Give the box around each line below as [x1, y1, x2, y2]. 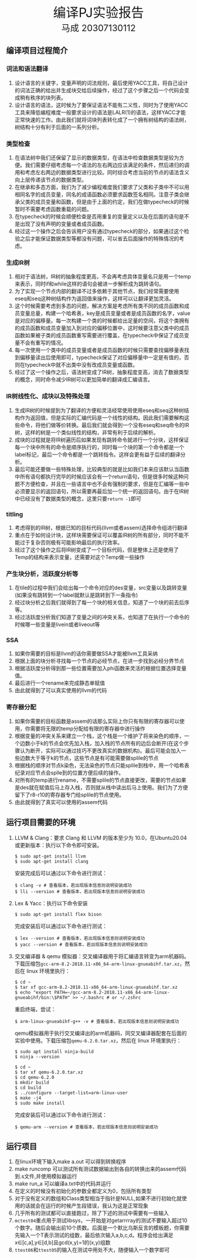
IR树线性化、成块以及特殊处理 [6, 392, 90, 400]
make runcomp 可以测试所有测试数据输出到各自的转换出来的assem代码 [14, 1165, 186, 1172]
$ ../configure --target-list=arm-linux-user [14, 1089, 128, 1096]
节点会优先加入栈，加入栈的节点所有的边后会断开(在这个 [48, 739, 184, 746]
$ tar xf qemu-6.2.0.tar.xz [14, 1069, 83, 1075]
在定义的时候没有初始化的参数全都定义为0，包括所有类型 [14, 1188, 152, 1195]
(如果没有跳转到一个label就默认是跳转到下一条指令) [14, 592, 138, 599]
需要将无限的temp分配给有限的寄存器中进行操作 [30, 725, 145, 732]
